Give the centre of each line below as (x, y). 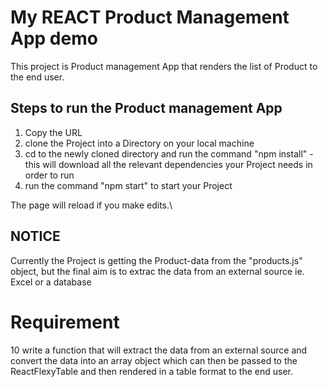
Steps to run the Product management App (146, 108)
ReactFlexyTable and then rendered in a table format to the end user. (152, 371)
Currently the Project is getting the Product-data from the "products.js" (156, 260)
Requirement (65, 322)
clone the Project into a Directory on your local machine (139, 143)
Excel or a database (51, 282)
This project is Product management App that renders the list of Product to (164, 66)
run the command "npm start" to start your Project (128, 185)
